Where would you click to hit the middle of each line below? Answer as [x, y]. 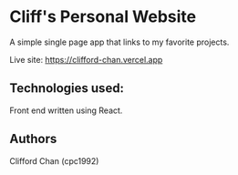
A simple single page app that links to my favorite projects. [119, 42]
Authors [33, 139]
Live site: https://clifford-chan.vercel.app [86, 59]
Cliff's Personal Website [103, 17]
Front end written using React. [66, 110]
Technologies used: [67, 88]
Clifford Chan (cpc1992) [54, 160]
